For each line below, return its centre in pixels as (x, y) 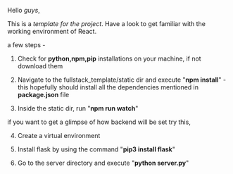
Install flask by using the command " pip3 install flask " (96, 149)
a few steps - (26, 45)
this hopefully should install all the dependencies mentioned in (108, 87)
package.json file (43, 95)
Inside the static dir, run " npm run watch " (78, 108)
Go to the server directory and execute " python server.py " (103, 163)
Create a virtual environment (59, 136)
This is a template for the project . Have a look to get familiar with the (107, 24)
